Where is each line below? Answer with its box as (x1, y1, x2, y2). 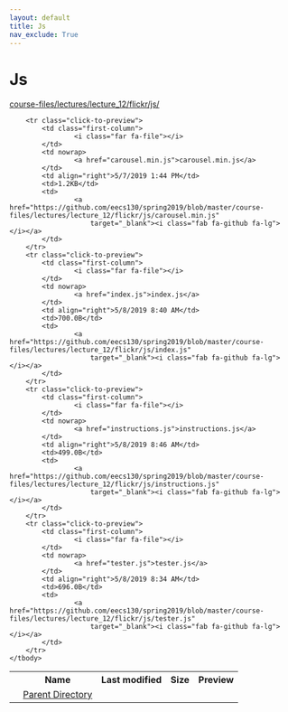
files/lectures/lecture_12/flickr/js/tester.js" (9, 614, 196, 623)
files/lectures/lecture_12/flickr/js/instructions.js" (9, 480, 220, 489)
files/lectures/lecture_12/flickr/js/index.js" (9, 345, 192, 355)
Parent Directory (23, 689, 93, 701)
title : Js (9, 22, 47, 31)
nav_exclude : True (9, 30, 79, 39)
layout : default (9, 13, 70, 23)
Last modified (100, 674, 163, 687)
